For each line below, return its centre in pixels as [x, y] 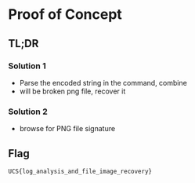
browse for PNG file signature [67, 129]
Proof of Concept [65, 15]
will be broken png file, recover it [72, 91]
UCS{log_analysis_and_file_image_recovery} [80, 171]
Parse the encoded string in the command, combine [103, 82]
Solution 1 [27, 66]
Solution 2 [28, 112]
